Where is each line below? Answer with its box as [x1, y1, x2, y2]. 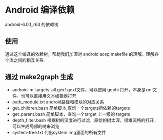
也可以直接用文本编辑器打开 [20, 93, 77, 99]
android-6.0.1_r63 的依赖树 [5, 21, 59, 27]
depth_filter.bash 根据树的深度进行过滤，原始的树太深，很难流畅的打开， [12, 117, 159, 123]
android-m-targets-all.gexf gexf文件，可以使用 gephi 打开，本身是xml [12, 86, 153, 93]
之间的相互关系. [13, 57, 45, 63]
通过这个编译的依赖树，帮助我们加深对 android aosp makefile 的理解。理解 [5, 51, 155, 57]
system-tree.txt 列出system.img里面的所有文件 [12, 129, 106, 135]
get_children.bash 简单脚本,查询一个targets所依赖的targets [12, 105, 130, 111]
